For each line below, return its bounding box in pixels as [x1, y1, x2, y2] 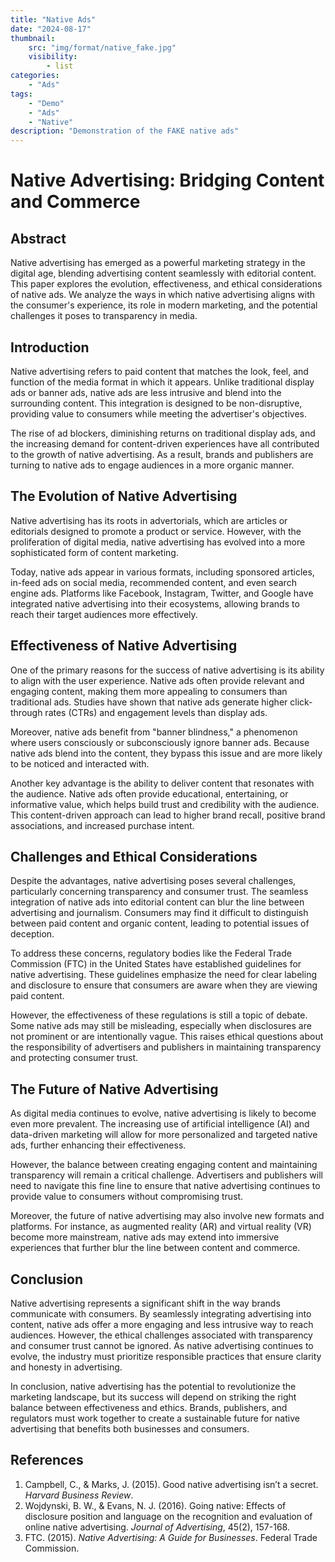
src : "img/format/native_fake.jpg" [28, 42, 177, 53]
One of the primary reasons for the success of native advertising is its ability [10, 664, 325, 676]
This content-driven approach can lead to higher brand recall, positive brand [10, 809, 326, 821]
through [10, 706, 43, 718]
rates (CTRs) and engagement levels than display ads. [44, 706, 268, 718]
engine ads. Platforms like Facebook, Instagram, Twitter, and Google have [10, 587, 314, 599]
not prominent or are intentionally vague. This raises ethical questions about [10, 1031, 324, 1043]
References [10, 1452, 84, 1469]
